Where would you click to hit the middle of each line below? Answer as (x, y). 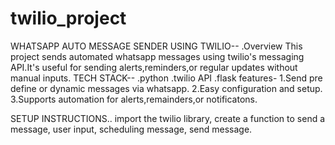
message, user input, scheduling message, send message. (131, 129)
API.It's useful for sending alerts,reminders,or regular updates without (154, 67)
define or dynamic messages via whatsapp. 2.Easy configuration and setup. (166, 88)
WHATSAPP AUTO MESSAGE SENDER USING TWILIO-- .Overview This (156, 46)
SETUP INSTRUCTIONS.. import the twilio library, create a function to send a (168, 118)
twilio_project (68, 18)
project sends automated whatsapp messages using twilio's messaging (157, 56)
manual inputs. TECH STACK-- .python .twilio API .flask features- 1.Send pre (166, 78)
